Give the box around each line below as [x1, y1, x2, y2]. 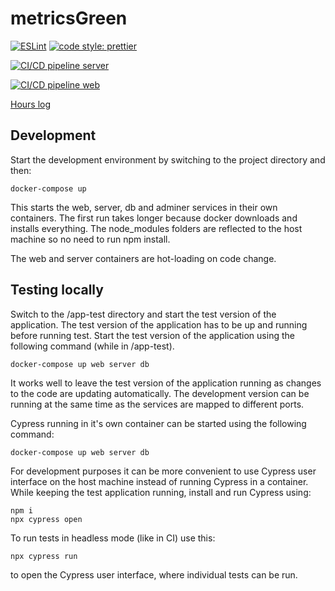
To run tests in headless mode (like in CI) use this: [10, 532, 216, 544]
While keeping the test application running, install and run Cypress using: [10, 486, 312, 498]
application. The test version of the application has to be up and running [10, 318, 308, 331]
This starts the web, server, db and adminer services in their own [10, 201, 278, 213]
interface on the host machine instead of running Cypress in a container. [10, 475, 309, 487]
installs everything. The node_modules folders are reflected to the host [10, 222, 303, 234]
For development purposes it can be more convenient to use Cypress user [10, 465, 317, 477]
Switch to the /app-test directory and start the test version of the [10, 308, 277, 320]
